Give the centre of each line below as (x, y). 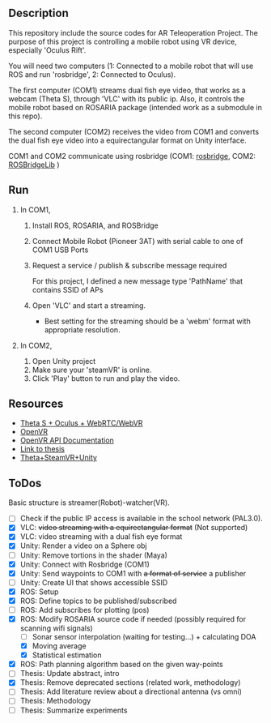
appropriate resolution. (82, 329)
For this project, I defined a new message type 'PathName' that (137, 281)
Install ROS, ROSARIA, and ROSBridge (95, 225)
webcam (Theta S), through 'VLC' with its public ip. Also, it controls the (127, 98)
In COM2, (36, 345)
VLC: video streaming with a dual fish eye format (101, 537)
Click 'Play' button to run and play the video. (106, 378)
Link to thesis (42, 449)
